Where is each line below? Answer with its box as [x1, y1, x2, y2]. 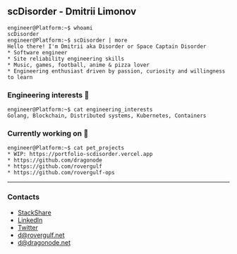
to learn [7, 73, 33, 80]
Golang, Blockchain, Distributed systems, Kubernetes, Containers [7, 112, 207, 119]
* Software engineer [7, 49, 68, 56]
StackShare [17, 208, 51, 217]
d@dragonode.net [17, 238, 71, 246]
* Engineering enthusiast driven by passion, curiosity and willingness [7, 67, 226, 75]
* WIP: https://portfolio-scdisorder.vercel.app [7, 151, 153, 158]
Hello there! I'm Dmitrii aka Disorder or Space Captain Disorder [7, 42, 207, 50]
